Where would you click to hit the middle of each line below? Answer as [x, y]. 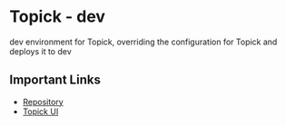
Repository [43, 102]
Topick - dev [58, 17]
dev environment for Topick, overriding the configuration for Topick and [143, 42]
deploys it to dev [41, 51]
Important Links [55, 80]
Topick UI [40, 111]
